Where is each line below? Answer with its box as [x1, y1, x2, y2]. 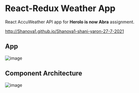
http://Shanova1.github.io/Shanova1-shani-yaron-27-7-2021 [5, 28, 124, 34]
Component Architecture [5, 69, 83, 77]
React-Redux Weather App [5, 3, 116, 14]
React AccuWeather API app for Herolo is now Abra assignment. [5, 19, 135, 25]
